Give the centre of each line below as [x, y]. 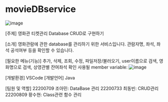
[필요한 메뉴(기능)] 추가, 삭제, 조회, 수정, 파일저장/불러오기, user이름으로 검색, [81, 60]
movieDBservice [41, 9]
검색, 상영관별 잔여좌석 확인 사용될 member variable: [75, 67]
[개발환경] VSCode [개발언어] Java [40, 77]
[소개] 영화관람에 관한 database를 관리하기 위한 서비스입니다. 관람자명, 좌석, [80, 44]
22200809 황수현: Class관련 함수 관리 [43, 94]
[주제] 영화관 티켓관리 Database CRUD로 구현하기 [55, 33]
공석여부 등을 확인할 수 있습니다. [42, 50]
